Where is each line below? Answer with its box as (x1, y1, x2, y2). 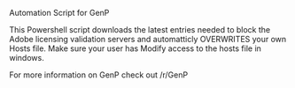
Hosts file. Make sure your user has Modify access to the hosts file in (9, 43, 261, 54)
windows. (9, 53, 44, 62)
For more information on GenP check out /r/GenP (9, 70, 189, 80)
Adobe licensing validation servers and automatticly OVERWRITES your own (9, 34, 287, 44)
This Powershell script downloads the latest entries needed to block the (9, 25, 271, 34)
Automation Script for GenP (9, 8, 110, 18)
